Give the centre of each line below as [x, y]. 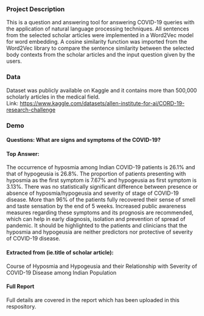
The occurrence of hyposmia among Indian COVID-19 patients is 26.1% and [101, 167]
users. [14, 61]
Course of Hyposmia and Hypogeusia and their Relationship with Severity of [102, 266]
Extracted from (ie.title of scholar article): [60, 252]
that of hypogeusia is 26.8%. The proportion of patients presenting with [96, 174]
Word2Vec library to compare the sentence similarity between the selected [100, 48]
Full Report [20, 286]
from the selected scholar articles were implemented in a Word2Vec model [100, 35]
